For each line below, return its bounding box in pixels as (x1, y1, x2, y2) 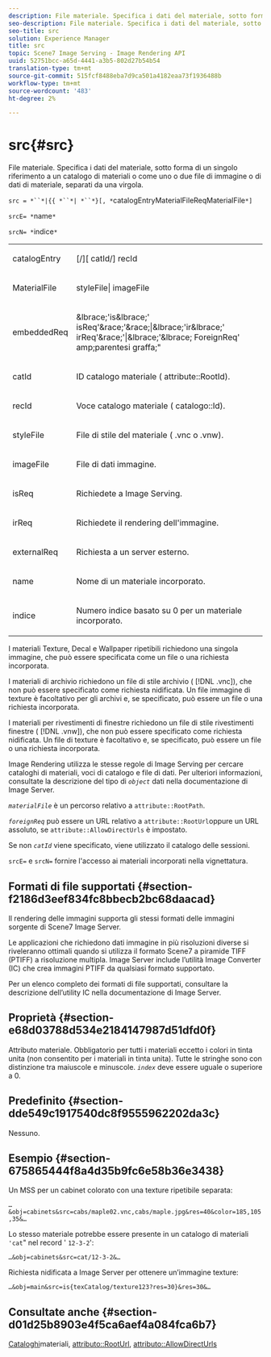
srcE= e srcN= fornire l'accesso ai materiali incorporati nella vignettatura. (8, 856, 248, 866)
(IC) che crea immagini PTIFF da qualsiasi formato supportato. (8, 963, 215, 973)
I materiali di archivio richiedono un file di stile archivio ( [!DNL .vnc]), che (8, 677, 252, 687)
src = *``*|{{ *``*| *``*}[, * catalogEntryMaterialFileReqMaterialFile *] (8, 195, 252, 206)
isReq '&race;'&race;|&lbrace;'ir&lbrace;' (76, 322, 225, 333)
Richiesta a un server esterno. (76, 546, 190, 557)
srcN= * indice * (8, 227, 58, 236)
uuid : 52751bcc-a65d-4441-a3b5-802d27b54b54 (8, 57, 161, 65)
